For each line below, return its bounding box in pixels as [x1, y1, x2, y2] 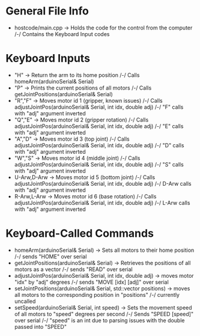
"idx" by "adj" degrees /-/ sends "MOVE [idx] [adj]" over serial [14, 278, 169, 286]
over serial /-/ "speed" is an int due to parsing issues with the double [14, 317, 185, 324]
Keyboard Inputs [5, 52, 91, 66]
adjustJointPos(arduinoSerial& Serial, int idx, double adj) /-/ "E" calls [14, 122, 184, 130]
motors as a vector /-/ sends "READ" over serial [14, 266, 133, 273]
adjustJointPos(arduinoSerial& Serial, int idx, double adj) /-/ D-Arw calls [14, 180, 192, 187]
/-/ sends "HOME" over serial [14, 252, 87, 260]
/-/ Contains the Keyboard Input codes [14, 30, 110, 37]
